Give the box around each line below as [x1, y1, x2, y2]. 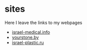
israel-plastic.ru [11, 39, 44, 45]
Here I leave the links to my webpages [4, 20, 83, 25]
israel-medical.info [11, 29, 50, 35]
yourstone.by [11, 34, 39, 40]
